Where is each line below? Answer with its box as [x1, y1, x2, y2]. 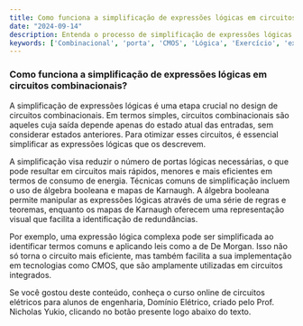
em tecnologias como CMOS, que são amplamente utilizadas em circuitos [9, 259, 283, 271]
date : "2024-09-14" [9, 22, 83, 31]
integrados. [9, 269, 52, 280]
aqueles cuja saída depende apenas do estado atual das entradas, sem [9, 119, 273, 130]
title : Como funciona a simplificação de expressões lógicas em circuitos [9, 13, 297, 23]
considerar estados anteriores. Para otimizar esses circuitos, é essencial [9, 128, 279, 140]
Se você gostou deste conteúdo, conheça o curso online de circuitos [9, 286, 266, 298]
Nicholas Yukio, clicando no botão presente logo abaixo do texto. [9, 306, 252, 317]
